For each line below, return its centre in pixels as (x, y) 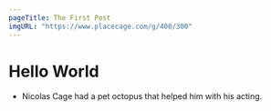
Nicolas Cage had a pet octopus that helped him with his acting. (142, 96)
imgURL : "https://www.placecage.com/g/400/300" (101, 26)
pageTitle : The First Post (60, 18)
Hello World (54, 71)
